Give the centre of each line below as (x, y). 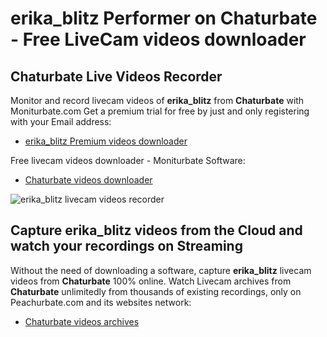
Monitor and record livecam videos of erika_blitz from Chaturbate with (157, 100)
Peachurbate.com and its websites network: (101, 302)
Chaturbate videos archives (82, 321)
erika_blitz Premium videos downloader (106, 141)
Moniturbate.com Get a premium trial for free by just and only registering (160, 111)
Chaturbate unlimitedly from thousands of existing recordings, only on (156, 291)
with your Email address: (61, 121)
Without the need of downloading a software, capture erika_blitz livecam (161, 270)
